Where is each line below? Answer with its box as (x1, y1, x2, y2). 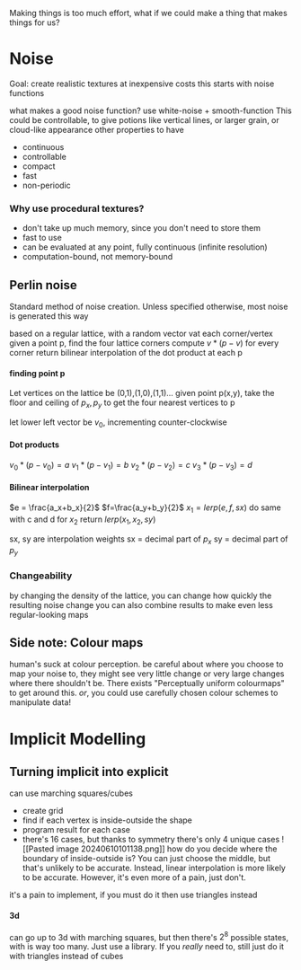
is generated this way (9, 311, 89, 322)
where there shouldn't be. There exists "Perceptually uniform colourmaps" (9, 678, 285, 689)
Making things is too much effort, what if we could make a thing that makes (9, 8, 288, 18)
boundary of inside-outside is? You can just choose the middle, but (22, 853, 271, 864)
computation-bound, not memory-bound (22, 251, 173, 262)
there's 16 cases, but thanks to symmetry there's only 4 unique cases (22, 834, 280, 845)
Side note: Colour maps (9, 635, 144, 650)
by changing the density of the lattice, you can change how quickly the (9, 590, 272, 601)
